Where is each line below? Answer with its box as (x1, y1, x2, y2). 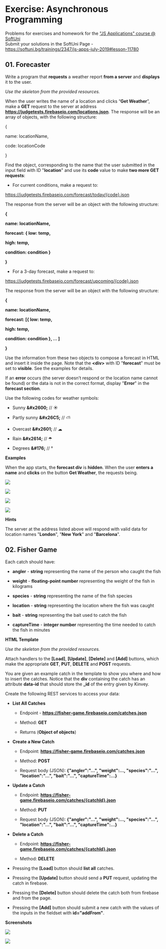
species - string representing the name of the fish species (12, 593, 133, 599)
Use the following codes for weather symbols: (5, 395, 99, 401)
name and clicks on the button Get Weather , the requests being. (5, 470, 138, 475)
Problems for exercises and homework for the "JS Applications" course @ (5, 30, 156, 36)
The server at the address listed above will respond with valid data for (5, 526, 148, 532)
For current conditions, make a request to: (12, 182, 98, 188)
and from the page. (12, 895, 52, 901)
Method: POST (19, 758, 51, 764)
